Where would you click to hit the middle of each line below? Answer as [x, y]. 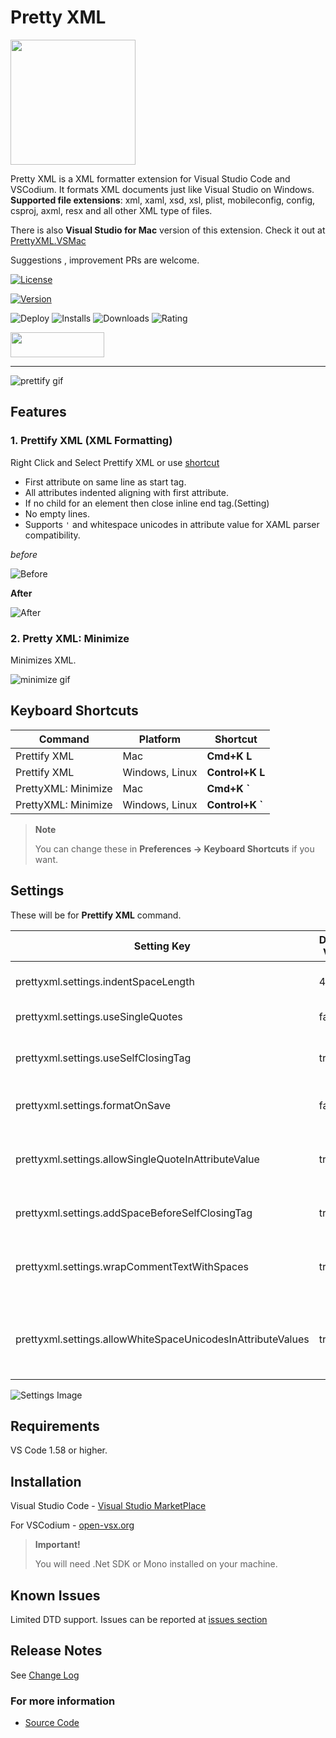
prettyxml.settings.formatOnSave [93, 1105]
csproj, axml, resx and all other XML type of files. [111, 210]
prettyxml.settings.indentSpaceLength [105, 981]
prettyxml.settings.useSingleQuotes [99, 1016]
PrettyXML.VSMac [48, 240]
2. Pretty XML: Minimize [70, 638]
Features [38, 412]
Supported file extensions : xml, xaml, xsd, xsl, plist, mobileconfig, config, [163, 200]
